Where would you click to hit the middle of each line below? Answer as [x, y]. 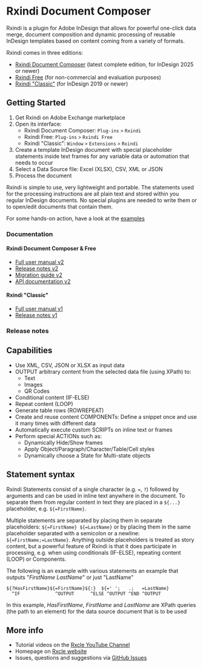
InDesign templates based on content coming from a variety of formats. [95, 41]
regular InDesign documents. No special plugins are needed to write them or [101, 200]
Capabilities [29, 350]
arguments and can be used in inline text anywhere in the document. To [96, 495]
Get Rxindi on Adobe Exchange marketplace [70, 117]
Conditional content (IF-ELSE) [52, 397]
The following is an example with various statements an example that [92, 571]
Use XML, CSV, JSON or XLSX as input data [70, 365]
